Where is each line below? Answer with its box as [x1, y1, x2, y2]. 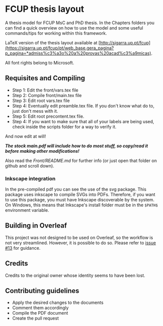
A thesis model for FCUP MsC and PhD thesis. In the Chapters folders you [5, 20, 155, 26]
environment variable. [5, 207, 49, 213]
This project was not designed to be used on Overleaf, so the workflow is [5, 234, 153, 240]
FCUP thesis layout [5, 3, 84, 15]
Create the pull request [12, 315, 59, 321]
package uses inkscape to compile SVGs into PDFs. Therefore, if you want [5, 192, 156, 197]
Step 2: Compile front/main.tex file [12, 92, 82, 98]
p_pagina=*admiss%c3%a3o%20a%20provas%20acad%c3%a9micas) [5, 50, 151, 56]
